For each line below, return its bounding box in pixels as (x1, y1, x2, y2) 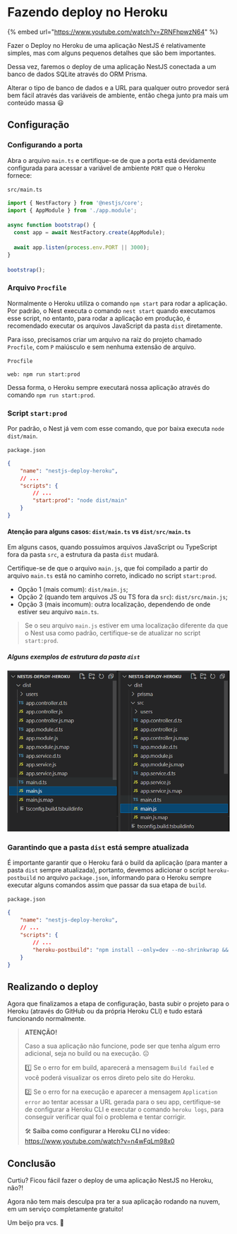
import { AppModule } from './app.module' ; (7, 207, 138, 214)
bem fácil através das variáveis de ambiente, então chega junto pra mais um (7, 91, 229, 99)
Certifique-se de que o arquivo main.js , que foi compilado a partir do (7, 564, 208, 573)
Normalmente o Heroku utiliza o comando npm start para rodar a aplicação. (7, 299, 228, 307)
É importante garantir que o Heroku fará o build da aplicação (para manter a (7, 858, 228, 867)
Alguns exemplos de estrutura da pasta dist (7, 652, 140, 661)
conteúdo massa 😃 (7, 98, 64, 106)
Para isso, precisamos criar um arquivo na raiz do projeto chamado (7, 335, 202, 343)
